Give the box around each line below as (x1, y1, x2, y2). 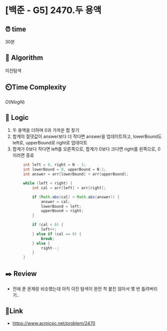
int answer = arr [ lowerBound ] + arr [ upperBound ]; (23, 172, 128, 177)
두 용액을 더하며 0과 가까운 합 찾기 (12, 127, 79, 133)
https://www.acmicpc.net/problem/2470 (12, 320, 96, 326)
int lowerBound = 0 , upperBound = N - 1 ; (23, 167, 106, 172)
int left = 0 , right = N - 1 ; (23, 162, 86, 168)
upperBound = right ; (40, 209, 84, 214)
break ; (40, 236, 55, 241)
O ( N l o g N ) (5, 99, 25, 105)
